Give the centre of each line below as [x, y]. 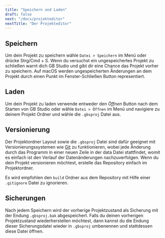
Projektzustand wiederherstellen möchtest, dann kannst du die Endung [77, 221]
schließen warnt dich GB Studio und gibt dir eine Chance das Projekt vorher [82, 66]
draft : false [18, 14]
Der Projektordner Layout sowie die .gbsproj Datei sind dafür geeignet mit [80, 142]
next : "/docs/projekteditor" [35, 19]
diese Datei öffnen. [24, 231]
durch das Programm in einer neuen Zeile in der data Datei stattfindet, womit [83, 152]
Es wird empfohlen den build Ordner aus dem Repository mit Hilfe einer [78, 177]
